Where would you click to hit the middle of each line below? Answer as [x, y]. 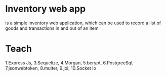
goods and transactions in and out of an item [52, 28]
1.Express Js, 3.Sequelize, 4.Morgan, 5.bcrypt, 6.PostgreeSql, [70, 63]
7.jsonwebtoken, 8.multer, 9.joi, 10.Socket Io [51, 68]
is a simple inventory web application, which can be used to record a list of [83, 23]
